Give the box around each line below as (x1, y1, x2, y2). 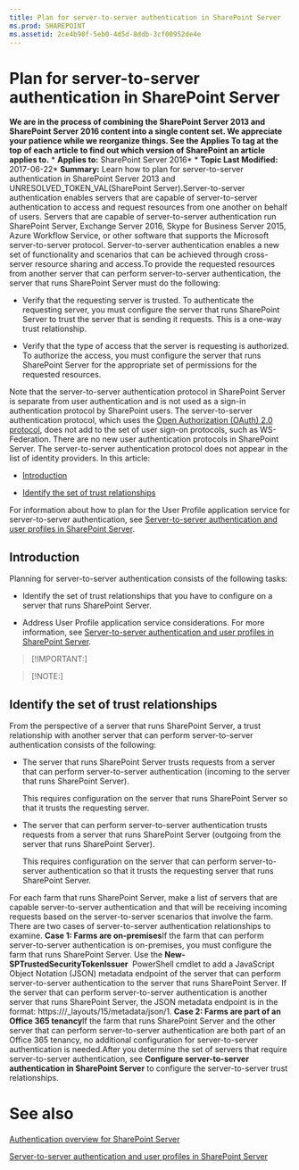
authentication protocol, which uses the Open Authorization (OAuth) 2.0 (9, 415, 274, 426)
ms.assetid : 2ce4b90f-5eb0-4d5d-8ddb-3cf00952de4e (9, 29, 202, 38)
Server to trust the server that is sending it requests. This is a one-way (21, 314, 282, 325)
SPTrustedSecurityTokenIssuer (9, 958, 129, 969)
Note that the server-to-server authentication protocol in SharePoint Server (9, 386, 286, 397)
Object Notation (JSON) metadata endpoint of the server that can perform (9, 967, 281, 978)
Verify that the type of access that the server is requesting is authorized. (21, 341, 290, 352)
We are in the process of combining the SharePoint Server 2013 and (9, 117, 266, 128)
